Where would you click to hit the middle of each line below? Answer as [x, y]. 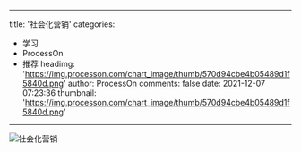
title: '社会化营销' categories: [62, 24]
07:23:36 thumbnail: [59, 93]
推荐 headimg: [49, 64]
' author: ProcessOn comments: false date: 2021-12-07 [164, 83]
